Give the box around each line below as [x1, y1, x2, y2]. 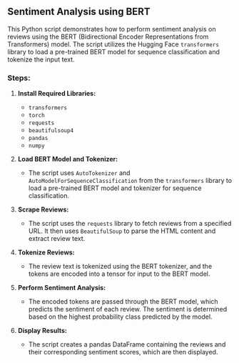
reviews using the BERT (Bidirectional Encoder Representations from [7, 32, 209, 41]
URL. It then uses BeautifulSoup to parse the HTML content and [28, 227, 216, 235]
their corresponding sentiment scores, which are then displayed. [28, 348, 218, 357]
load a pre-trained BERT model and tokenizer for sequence [28, 184, 202, 192]
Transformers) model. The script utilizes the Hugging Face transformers [7, 39, 220, 49]
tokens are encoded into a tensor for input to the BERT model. [28, 269, 210, 278]
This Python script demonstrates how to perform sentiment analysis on [7, 24, 216, 33]
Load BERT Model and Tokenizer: [17, 155, 118, 164]
